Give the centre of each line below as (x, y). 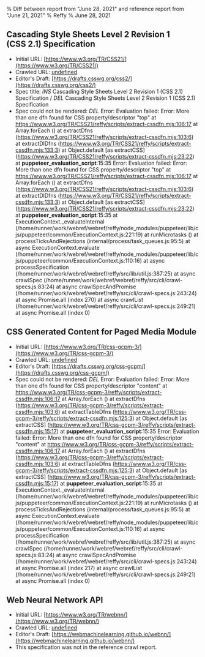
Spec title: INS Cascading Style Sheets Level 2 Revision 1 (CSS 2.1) (99, 91)
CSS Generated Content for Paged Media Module (102, 332)
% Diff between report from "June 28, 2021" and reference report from (95, 9)
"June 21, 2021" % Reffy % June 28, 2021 (59, 15)
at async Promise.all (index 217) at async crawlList (79, 568)
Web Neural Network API (55, 600)
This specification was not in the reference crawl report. (86, 647)
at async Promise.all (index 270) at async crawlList (79, 299)
